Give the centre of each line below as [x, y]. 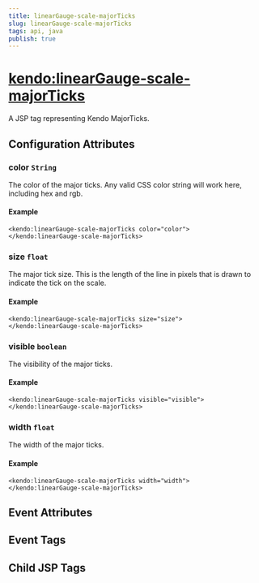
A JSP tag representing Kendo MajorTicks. [79, 119]
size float [28, 257]
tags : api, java [36, 31]
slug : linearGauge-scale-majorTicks [70, 24]
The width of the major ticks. [56, 445]
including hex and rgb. [46, 193]
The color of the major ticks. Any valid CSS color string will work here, [125, 184]
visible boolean [38, 346]
